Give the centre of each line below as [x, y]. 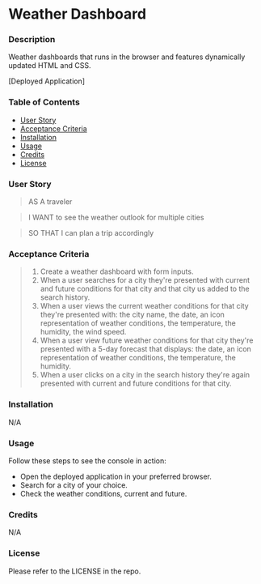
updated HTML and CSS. [50, 66]
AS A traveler [50, 202]
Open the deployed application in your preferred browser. [116, 476]
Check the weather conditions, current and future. [103, 493]
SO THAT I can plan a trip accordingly [91, 233]
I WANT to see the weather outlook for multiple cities [116, 217]
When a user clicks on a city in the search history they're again [145, 375]
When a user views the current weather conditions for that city [144, 306]
